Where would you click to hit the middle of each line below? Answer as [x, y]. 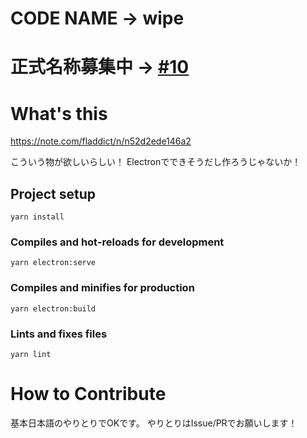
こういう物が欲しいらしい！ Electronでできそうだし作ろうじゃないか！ [156, 162]
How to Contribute [88, 394]
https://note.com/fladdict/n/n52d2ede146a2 [101, 141]
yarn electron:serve [53, 263]
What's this [59, 113]
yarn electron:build [53, 308]
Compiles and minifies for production [102, 288]
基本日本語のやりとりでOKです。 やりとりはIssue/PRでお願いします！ [154, 423]
